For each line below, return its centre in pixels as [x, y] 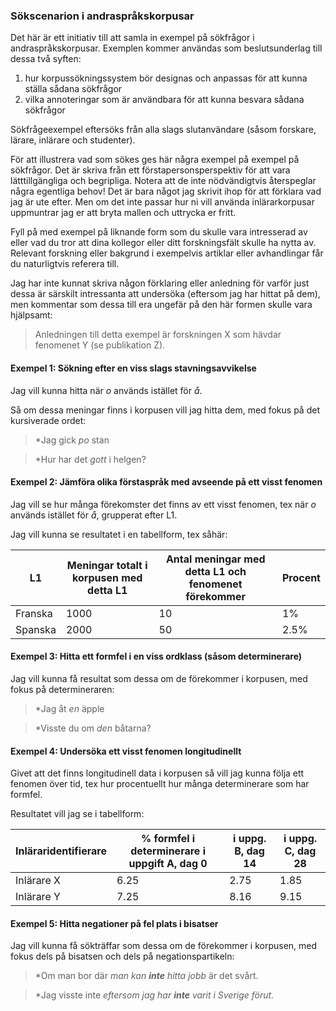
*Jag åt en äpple [69, 708]
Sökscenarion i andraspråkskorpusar [102, 16]
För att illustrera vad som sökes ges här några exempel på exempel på [155, 160]
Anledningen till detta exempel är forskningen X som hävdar [158, 335]
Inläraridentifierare [61, 851]
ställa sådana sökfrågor [73, 89]
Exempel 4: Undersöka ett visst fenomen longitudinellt [126, 751]
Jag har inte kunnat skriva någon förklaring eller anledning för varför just [160, 283]
